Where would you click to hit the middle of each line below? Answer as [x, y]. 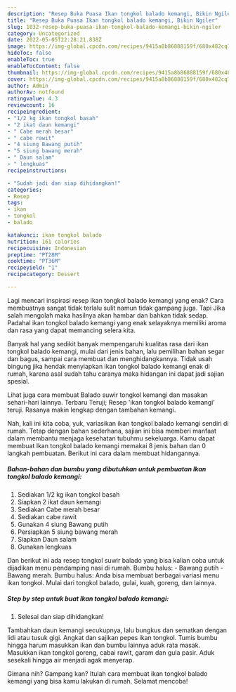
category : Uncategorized [44, 33]
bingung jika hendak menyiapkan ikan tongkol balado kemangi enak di [109, 366]
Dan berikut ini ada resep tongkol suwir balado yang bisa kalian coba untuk [116, 560]
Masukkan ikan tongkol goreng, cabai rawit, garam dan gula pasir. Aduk [111, 652]
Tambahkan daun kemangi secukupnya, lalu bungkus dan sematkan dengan [117, 630]
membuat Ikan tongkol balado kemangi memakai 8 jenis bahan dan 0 [106, 445]
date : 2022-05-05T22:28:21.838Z [54, 40]
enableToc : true [31, 60]
